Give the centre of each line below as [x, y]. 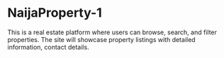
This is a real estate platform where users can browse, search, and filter [112, 32]
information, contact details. [49, 47]
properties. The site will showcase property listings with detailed [102, 39]
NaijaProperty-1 [55, 13]
